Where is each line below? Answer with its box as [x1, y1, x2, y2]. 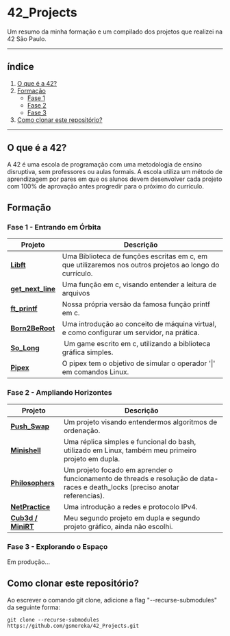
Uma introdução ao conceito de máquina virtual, [62, 319, 217, 329]
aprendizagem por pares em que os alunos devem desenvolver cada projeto [7, 175, 222, 183]
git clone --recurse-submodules [7, 616, 99, 623]
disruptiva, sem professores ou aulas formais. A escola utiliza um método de [7, 167, 223, 175]
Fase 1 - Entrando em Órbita [7, 222, 101, 232]
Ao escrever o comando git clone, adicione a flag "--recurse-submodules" [7, 596, 218, 604]
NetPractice [10, 502, 51, 511]
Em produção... [7, 557, 50, 566]
